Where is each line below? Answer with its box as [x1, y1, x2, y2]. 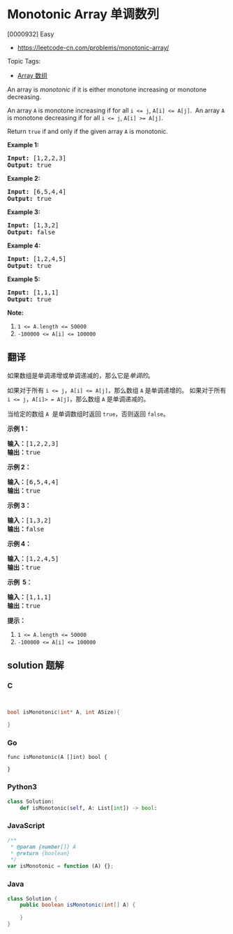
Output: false [7, 228, 56, 236]
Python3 [7, 782, 37, 792]
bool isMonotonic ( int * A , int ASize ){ [7, 709, 120, 716]
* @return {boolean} [10, 850, 70, 857]
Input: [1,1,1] [7, 288, 59, 296]
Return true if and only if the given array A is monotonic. [7, 127, 169, 135]
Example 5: [7, 275, 40, 283]
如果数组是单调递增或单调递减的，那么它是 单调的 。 [7, 371, 154, 379]
